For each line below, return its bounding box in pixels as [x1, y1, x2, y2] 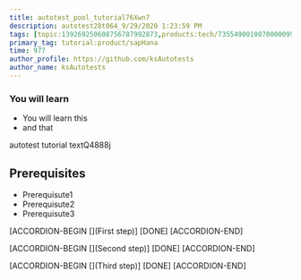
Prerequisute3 [21, 208, 75, 219]
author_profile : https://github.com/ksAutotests [9, 55, 194, 64]
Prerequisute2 [21, 199, 75, 209]
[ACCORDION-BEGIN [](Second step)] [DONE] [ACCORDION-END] [9, 242, 255, 253]
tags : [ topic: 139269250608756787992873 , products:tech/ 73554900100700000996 [9, 30, 298, 38]
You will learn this [21, 113, 88, 123]
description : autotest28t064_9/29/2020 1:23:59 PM [9, 21, 202, 30]
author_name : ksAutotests [9, 64, 106, 72]
